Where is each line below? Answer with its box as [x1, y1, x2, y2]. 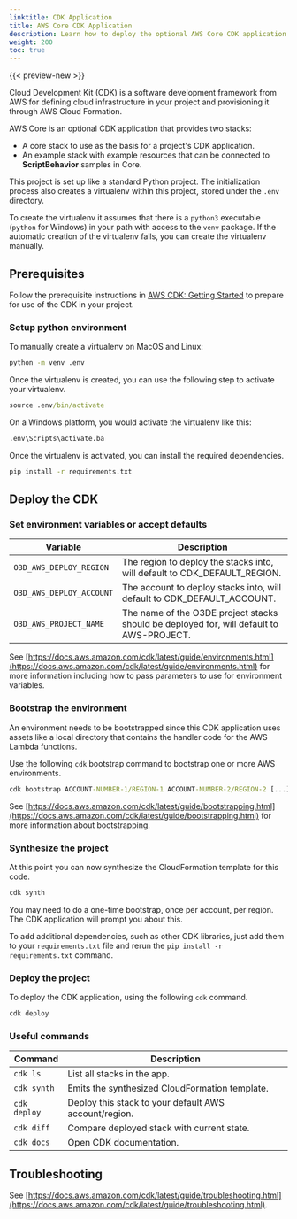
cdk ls [13, 1069, 42, 1079]
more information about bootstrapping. [9, 820, 150, 830]
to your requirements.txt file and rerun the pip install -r [9, 940, 223, 951]
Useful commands [9, 1030, 90, 1042]
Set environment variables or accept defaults [9, 519, 208, 531]
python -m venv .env [9, 359, 86, 367]
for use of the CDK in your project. [9, 298, 134, 310]
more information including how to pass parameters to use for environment [9, 670, 283, 682]
